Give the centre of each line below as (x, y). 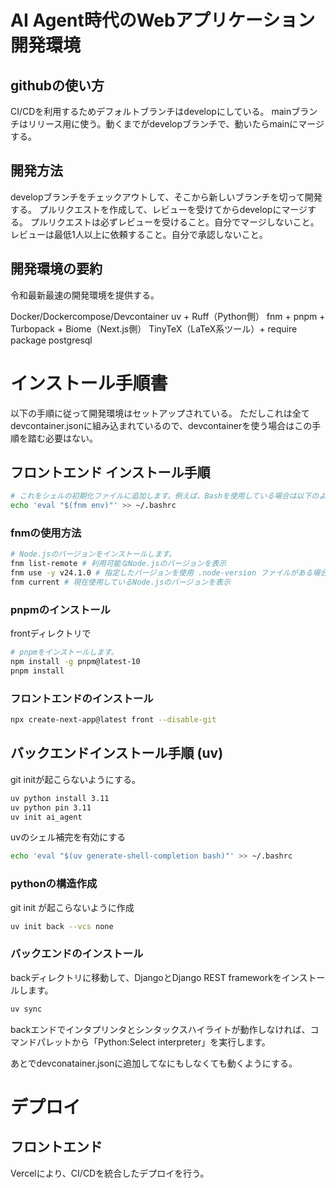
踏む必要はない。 (62, 438)
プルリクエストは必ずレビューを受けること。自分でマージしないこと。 (174, 222)
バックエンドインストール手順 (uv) (117, 753)
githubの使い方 (57, 85)
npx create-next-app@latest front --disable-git (113, 720)
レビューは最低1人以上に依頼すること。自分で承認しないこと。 (139, 234)
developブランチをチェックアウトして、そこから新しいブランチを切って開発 (166, 197)
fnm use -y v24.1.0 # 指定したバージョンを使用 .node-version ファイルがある (161, 573)
